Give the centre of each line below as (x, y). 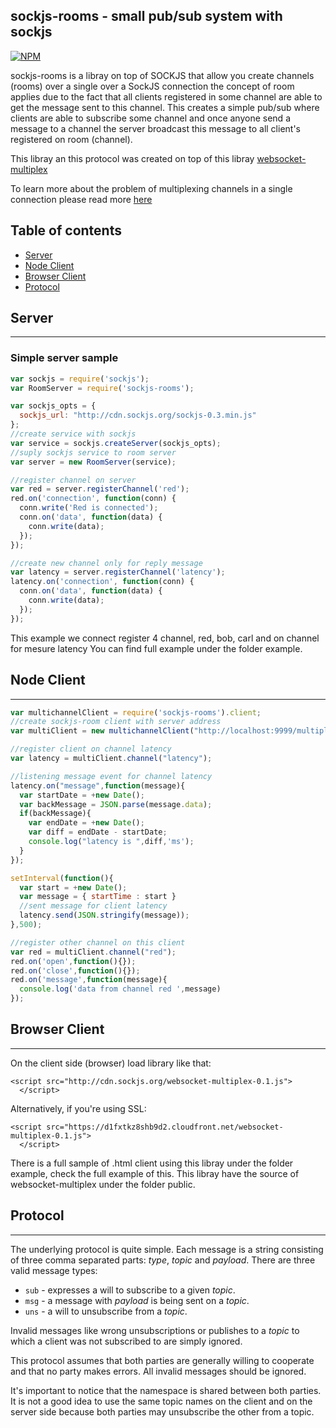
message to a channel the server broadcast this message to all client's (156, 128)
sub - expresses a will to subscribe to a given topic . (130, 1290)
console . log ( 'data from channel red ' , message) (120, 989)
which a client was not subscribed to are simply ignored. (126, 1341)
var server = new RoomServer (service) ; (93, 462)
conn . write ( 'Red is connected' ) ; (89, 508)
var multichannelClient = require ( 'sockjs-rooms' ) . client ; (136, 712)
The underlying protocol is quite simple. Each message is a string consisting (167, 1249)
